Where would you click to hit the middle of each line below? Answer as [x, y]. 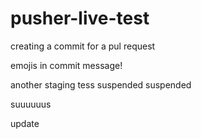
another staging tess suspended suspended [101, 84]
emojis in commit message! [66, 65]
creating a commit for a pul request [83, 46]
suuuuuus [31, 104]
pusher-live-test [80, 18]
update [25, 123]
